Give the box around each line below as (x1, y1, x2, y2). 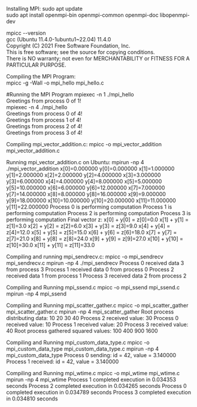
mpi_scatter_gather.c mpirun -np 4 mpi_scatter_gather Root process (6, 308, 174, 315)
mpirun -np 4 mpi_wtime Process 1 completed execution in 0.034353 (6, 376, 177, 383)
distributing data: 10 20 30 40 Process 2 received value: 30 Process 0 (6, 315, 178, 321)
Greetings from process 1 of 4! (6, 116, 81, 123)
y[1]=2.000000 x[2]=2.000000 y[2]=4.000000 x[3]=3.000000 (6, 171, 161, 179)
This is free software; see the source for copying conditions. (6, 49, 155, 56)
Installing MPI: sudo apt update (6, 5, 83, 12)
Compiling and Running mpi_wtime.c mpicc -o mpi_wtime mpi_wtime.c (6, 370, 180, 376)
